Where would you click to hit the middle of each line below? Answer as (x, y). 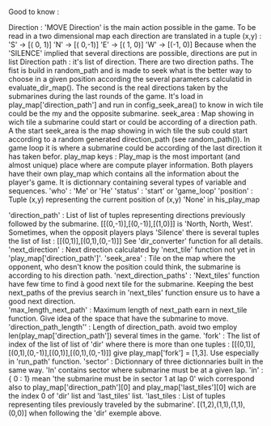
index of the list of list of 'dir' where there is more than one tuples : (119, 344)
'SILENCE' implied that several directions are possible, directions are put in (133, 53)
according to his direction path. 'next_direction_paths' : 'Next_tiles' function (134, 275)
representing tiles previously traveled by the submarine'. (102, 405)
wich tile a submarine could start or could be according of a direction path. (133, 122)
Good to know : (34, 12)
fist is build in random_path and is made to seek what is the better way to (130, 70)
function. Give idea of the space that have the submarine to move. (119, 318)
